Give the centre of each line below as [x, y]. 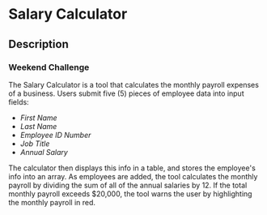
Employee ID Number [55, 135]
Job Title [35, 144]
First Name [39, 118]
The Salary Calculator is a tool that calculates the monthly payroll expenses [133, 84]
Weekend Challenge [49, 67]
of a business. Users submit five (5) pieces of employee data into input [126, 93]
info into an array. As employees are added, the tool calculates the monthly [133, 176]
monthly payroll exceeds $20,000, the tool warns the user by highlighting [130, 193]
